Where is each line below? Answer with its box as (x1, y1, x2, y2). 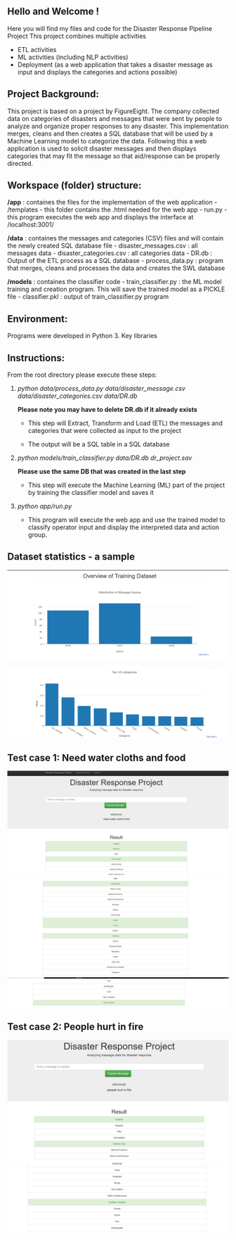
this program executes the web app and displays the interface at (7, 213, 194, 221)
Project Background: (7, 88, 100, 101)
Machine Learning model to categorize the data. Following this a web (7, 136, 207, 145)
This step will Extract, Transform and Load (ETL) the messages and (27, 419, 223, 427)
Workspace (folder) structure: (7, 179, 142, 192)
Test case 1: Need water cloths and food (7, 751, 186, 763)
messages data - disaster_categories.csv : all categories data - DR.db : (7, 249, 213, 257)
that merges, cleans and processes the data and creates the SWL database (7, 264, 225, 273)
